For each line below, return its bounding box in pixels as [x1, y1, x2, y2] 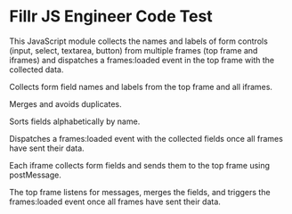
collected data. [9, 64, 64, 75]
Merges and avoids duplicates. [9, 98, 122, 109]
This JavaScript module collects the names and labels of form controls [9, 36, 269, 46]
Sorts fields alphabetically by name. [9, 116, 141, 127]
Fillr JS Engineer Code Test [9, 6, 214, 27]
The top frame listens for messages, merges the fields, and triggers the [9, 186, 271, 197]
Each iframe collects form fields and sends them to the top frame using [9, 160, 270, 170]
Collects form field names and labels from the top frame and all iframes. [9, 81, 273, 92]
